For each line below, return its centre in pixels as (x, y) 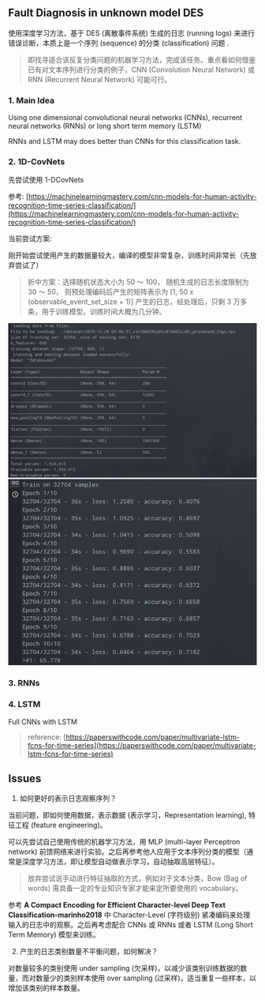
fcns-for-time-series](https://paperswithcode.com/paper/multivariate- (142, 745)
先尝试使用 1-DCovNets (46, 180)
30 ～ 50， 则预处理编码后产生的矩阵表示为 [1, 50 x (110, 292)
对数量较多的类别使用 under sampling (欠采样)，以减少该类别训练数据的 (124, 968)
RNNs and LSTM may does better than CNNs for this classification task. (125, 141)
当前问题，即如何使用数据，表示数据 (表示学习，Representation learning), (127, 815)
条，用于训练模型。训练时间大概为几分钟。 (97, 312)
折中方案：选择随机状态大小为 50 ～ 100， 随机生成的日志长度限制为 (138, 282)
